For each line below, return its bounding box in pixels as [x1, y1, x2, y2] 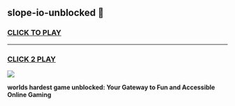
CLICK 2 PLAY [7, 54, 56, 63]
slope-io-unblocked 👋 [7, 7, 104, 19]
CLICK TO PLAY [7, 28, 62, 38]
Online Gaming [7, 90, 52, 98]
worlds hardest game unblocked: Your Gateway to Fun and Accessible [7, 83, 215, 91]
